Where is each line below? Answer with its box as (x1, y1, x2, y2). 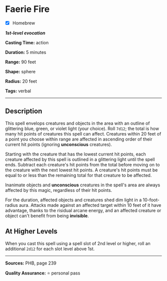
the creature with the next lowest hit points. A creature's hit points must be (5, 167, 158, 173)
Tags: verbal (5, 88, 31, 94)
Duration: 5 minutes (5, 49, 46, 55)
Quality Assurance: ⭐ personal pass (5, 270, 81, 276)
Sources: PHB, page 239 (5, 260, 57, 266)
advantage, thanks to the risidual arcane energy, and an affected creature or (5, 207, 162, 213)
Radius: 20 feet (5, 78, 37, 84)
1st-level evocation (5, 30, 46, 36)
